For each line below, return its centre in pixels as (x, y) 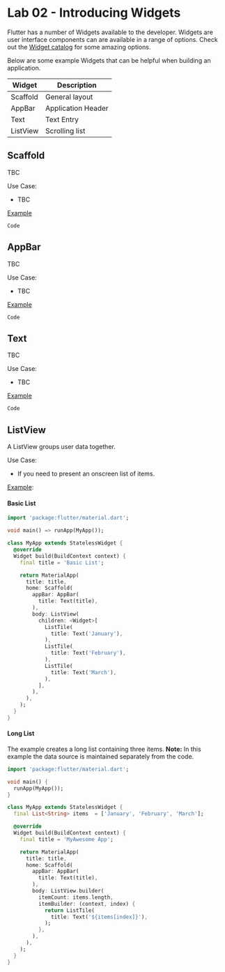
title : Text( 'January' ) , (87, 633)
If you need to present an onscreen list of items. (86, 474)
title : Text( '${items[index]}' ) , (100, 917)
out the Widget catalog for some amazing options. (79, 47)
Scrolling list (65, 130)
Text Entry (62, 119)
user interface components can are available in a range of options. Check (113, 39)
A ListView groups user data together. (62, 447)
